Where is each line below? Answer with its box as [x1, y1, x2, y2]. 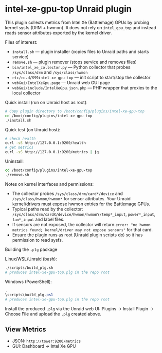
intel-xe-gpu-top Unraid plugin [5, 3, 132, 15]
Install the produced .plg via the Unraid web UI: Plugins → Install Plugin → [5, 306, 154, 312]
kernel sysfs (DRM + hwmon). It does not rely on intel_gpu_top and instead [5, 24, 157, 30]
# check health [5, 136, 36, 141]
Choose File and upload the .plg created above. [5, 311, 101, 317]
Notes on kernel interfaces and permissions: [5, 181, 94, 187]
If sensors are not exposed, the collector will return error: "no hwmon [12, 221, 151, 227]
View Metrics [5, 325, 46, 334]
